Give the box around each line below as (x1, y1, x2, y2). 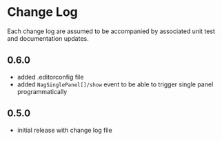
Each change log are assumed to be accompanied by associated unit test (7, 27, 216, 35)
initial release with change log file (17, 126, 112, 134)
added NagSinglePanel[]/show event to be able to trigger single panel (17, 80, 214, 88)
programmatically (17, 87, 68, 95)
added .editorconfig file (17, 73, 84, 81)
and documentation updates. (7, 34, 89, 42)
